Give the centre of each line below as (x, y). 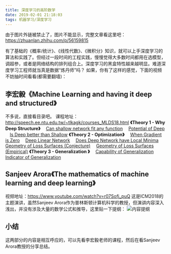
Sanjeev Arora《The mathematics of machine (77, 174)
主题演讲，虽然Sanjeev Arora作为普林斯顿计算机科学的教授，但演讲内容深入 (85, 203)
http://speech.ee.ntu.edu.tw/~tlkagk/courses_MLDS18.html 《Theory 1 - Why (85, 123)
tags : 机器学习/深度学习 (28, 19)
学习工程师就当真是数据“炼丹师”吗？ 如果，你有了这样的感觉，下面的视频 (86, 70)
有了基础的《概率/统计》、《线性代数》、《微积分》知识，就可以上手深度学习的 (84, 51)
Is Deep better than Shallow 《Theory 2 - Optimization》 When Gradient (86, 135)
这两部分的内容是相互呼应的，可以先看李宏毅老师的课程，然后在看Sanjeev (83, 240)
